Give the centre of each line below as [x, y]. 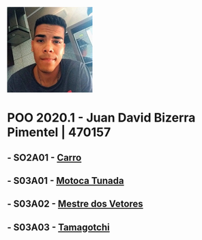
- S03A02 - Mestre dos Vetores [75, 204]
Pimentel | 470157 [59, 132]
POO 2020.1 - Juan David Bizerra [101, 118]
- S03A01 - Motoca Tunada [66, 181]
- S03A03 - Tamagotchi [59, 227]
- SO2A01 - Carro [44, 158]
